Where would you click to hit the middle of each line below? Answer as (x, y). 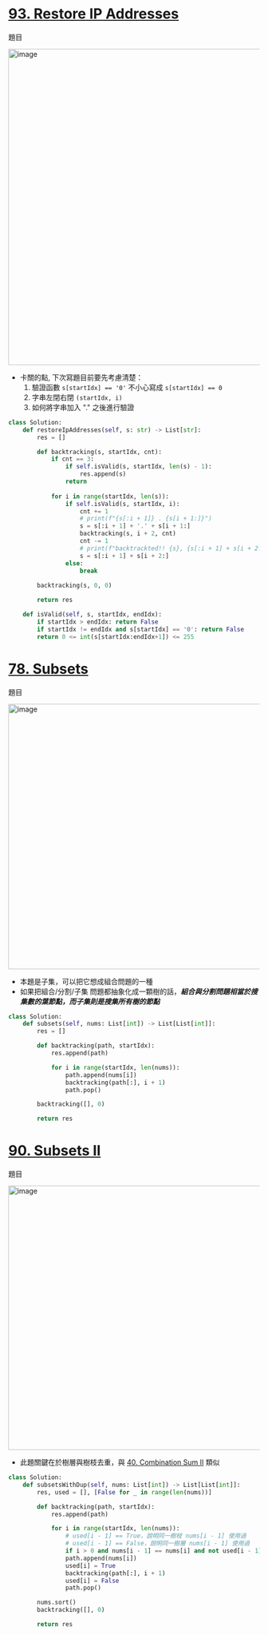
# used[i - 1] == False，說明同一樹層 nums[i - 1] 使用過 (158, 1544)
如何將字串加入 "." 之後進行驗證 (83, 407)
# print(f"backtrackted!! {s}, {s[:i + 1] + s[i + (165, 548)
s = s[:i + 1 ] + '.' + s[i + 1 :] (135, 526)
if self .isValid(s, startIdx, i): (122, 504)
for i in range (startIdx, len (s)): (110, 496)
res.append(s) (103, 474)
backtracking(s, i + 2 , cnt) (128, 534)
